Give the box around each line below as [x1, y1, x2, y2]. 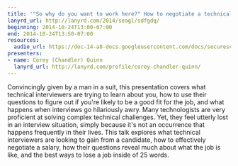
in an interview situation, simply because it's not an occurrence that [7, 120, 205, 128]
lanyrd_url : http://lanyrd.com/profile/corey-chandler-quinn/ [13, 63, 201, 70]
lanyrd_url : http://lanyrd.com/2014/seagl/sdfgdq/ [7, 17, 160, 24]
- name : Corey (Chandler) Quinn [7, 57, 103, 64]
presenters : [7, 50, 42, 57]
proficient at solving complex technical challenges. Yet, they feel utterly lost [7, 113, 229, 121]
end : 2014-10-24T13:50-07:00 [7, 30, 93, 38]
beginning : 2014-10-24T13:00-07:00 [7, 23, 113, 31]
